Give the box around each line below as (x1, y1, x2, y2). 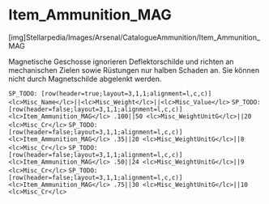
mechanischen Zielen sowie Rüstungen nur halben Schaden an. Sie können (8, 65, 260, 74)
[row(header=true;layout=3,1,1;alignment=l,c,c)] (41, 89, 212, 98)
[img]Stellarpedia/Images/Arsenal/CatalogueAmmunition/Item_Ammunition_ (8, 32, 261, 42)
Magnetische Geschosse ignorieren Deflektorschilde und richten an (8, 57, 234, 66)
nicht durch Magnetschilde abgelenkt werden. (8, 74, 162, 83)
